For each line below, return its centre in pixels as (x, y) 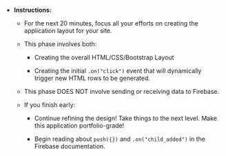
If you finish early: (50, 105)
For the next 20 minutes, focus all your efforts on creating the (111, 23)
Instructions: (32, 10)
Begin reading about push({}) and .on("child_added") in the (120, 139)
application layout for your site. (68, 31)
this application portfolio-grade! (79, 126)
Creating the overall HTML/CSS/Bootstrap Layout (104, 57)
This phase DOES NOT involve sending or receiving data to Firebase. (122, 91)
